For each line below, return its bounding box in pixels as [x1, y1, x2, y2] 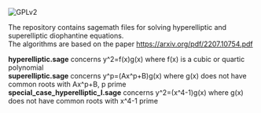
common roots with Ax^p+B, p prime [8, 79, 127, 89]
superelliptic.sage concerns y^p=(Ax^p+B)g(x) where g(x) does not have [8, 71, 248, 80]
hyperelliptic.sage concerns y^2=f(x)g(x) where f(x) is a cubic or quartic [8, 55, 245, 64]
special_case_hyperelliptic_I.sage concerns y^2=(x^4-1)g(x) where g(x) [8, 88, 244, 97]
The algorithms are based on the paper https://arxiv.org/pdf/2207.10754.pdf [8, 39, 253, 49]
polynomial [8, 63, 44, 72]
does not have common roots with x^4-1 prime [8, 97, 159, 105]
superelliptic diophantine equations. [8, 31, 124, 40]
